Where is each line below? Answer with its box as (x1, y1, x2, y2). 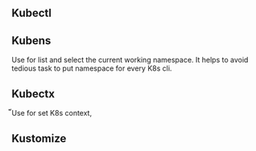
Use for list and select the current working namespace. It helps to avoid (11, 55, 249, 65)
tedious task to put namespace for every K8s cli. (11, 63, 172, 73)
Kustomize (11, 132, 67, 145)
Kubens (11, 34, 52, 47)
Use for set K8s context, (11, 108, 93, 118)
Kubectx (11, 87, 56, 100)
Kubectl (11, 6, 52, 20)
